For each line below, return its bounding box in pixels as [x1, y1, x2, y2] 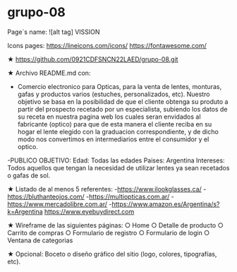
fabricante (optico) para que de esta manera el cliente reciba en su [17, 119, 212, 128]
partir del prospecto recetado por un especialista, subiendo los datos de [17, 105, 228, 113]
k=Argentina [7, 207, 44, 215]
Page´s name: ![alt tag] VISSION [7, 28, 100, 36]
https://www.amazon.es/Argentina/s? [111, 199, 220, 208]
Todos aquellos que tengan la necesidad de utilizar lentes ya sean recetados [7, 163, 230, 172]
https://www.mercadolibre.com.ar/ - [7, 199, 112, 208]
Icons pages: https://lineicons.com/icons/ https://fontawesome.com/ [7, 41, 207, 49]
